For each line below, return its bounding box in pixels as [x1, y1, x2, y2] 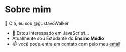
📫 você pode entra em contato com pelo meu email [12, 41, 121, 47]
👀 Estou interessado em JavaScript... [12, 30, 89, 36]
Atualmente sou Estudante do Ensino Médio [12, 35, 104, 41]
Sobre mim [5, 4, 51, 15]
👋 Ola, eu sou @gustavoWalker [5, 20, 69, 26]
